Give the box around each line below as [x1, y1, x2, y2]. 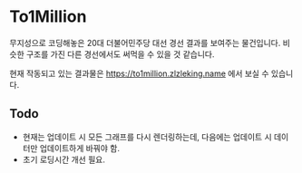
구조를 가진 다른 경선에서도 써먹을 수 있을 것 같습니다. [25, 48, 215, 60]
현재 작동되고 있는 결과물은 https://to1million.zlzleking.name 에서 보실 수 [9, 68, 269, 79]
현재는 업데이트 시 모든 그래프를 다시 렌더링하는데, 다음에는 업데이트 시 [22, 131, 272, 142]
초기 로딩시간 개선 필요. [22, 154, 106, 165]
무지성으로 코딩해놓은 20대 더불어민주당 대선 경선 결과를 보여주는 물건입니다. [9, 37, 281, 48]
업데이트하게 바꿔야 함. [39, 142, 121, 153]
